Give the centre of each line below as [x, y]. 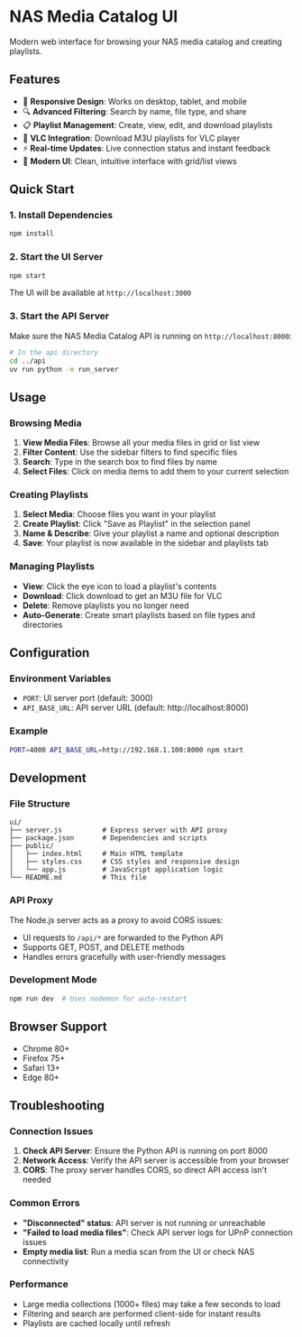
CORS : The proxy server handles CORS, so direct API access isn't [145, 1170]
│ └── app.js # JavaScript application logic [116, 870]
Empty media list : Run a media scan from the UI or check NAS [138, 1251]
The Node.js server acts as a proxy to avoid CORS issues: [116, 920]
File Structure [40, 803]
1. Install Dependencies [61, 216]
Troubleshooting [57, 1106]
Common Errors [45, 1203]
